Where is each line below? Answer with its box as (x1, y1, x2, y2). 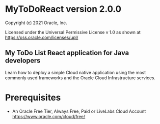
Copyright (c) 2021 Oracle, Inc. (5, 20, 67, 26)
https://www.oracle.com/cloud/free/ (12, 113, 85, 119)
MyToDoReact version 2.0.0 (5, 3, 122, 15)
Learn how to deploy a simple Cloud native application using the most (5, 69, 146, 75)
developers (5, 57, 41, 65)
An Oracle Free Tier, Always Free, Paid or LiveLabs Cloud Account (12, 108, 146, 114)
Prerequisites (5, 92, 61, 103)
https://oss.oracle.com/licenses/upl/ (5, 34, 79, 40)
